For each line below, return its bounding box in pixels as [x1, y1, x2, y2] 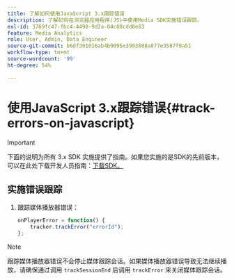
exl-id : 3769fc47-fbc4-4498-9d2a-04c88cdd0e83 [7, 23, 145, 30]
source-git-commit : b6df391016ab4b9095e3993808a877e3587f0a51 [7, 42, 192, 49]
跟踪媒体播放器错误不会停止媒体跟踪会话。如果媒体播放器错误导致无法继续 [7, 257, 221, 265]
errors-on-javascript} [7, 115, 135, 131]
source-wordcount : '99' [7, 56, 77, 63]
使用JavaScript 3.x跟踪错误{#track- [7, 100, 216, 115]
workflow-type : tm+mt [7, 49, 70, 56]
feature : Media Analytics [7, 29, 82, 37]
